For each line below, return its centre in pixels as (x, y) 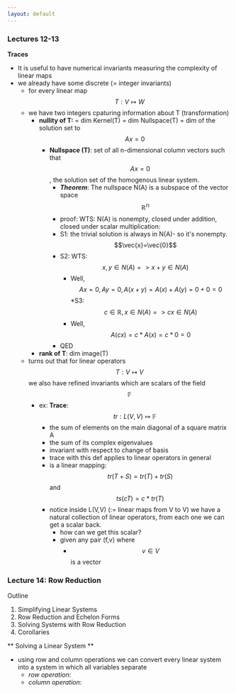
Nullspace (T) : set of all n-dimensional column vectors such (137, 150)
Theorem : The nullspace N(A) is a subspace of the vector (144, 187)
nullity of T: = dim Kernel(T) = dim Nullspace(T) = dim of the (127, 120)
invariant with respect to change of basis (109, 450)
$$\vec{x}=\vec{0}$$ (146, 245)
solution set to (60, 128)
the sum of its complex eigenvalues (101, 442)
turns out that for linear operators (77, 361)
